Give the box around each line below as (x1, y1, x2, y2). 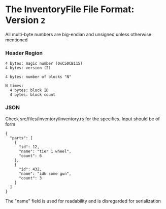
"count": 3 (18, 175, 42, 180)
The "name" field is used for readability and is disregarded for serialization (5, 198, 161, 204)
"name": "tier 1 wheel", (18, 149, 72, 154)
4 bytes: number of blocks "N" (5, 74, 72, 80)
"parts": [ (10, 135, 33, 141)
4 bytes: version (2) (5, 65, 51, 71)
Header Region (5, 49, 43, 57)
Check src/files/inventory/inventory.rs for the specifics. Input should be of (5, 116, 160, 122)
